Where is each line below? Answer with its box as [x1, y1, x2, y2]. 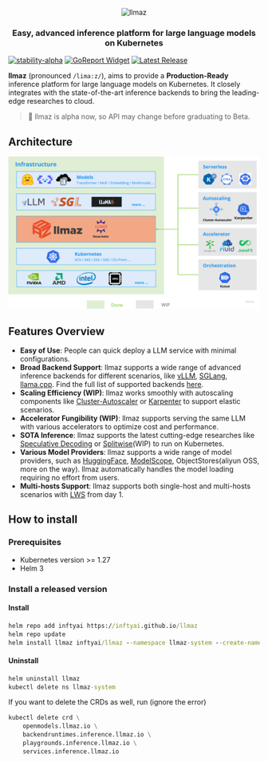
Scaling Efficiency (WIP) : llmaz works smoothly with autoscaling [19, 388, 234, 398]
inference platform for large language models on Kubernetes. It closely [8, 80, 241, 89]
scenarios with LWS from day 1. [19, 490, 124, 499]
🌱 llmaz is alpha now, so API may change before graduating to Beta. [27, 112, 250, 121]
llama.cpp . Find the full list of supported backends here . [19, 380, 204, 389]
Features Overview [8, 324, 105, 338]
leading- [231, 88, 260, 97]
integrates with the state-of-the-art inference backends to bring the [8, 88, 231, 97]
